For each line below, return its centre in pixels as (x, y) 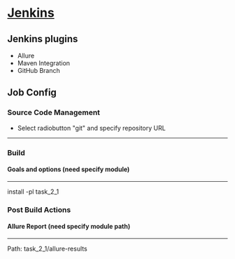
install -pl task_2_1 (33, 192)
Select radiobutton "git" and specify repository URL (91, 128)
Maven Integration (44, 63)
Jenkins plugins (43, 39)
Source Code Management (54, 112)
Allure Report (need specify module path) (69, 227)
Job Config (32, 93)
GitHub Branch (39, 71)
